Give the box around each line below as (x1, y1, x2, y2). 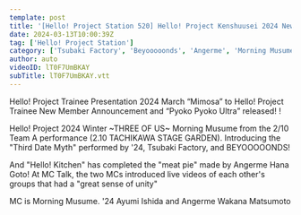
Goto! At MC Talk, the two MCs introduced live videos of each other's (9, 168, 266, 179)
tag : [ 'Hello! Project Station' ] (9, 38, 134, 47)
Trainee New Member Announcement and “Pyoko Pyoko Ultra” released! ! (9, 105, 282, 116)
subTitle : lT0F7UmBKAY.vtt (9, 72, 110, 81)
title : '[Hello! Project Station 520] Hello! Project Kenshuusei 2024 (9, 21, 279, 30)
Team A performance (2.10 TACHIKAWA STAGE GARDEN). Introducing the (9, 132, 281, 143)
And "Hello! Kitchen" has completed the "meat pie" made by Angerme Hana (9, 159, 289, 170)
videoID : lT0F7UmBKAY (9, 64, 90, 73)
